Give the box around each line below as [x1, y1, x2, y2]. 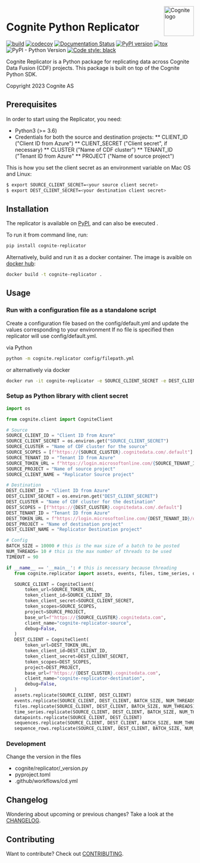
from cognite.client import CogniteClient [6, 416, 113, 422]
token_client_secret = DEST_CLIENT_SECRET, [24, 653, 129, 659]
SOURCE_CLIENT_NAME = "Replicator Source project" [6, 471, 135, 477]
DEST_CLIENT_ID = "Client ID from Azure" [6, 488, 111, 494]
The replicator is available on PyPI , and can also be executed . [6, 220, 159, 227]
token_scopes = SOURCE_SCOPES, [24, 603, 97, 610]
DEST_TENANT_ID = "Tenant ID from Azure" [6, 510, 111, 516]
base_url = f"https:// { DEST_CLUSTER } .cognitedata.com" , [24, 670, 161, 676]
